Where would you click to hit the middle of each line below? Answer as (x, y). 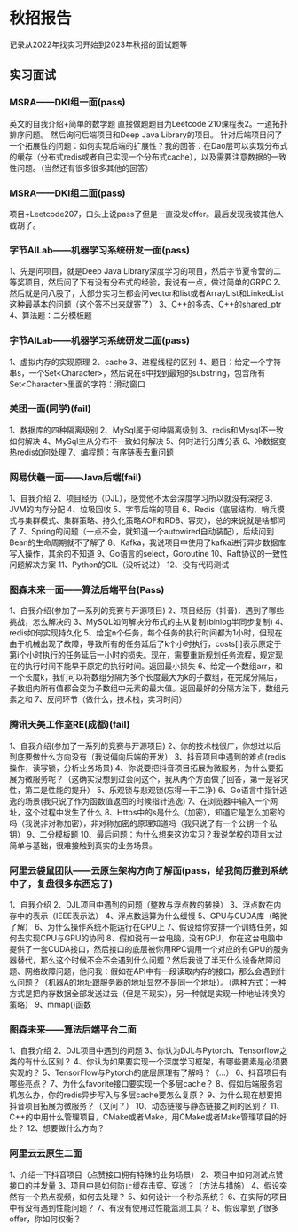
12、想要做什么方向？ (66, 1128)
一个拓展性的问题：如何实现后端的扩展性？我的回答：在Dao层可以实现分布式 (149, 145)
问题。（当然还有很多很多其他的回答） (85, 168)
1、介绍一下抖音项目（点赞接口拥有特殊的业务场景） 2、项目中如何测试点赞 (146, 1174)
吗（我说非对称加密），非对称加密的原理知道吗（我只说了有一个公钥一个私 (143, 823)
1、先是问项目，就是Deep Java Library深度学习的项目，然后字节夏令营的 (141, 271)
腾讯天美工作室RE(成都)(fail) (70, 725)
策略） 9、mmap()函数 (50, 1004)
